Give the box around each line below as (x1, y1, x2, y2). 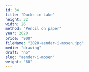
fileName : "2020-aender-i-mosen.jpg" (5, 41, 84, 46)
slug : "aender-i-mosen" (5, 54, 55, 60)
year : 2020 (5, 31, 28, 36)
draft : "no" (5, 50, 30, 55)
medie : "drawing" (5, 45, 42, 50)
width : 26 (5, 21, 26, 27)
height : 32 (5, 17, 28, 22)
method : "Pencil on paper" (5, 26, 62, 31)
